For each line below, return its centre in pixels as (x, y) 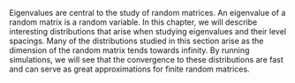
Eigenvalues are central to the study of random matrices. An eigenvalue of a (147, 13)
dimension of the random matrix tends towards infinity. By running (129, 50)
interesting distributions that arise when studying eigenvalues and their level (148, 31)
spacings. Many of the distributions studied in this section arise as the (136, 41)
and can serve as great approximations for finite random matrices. (129, 69)
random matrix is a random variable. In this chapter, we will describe (133, 22)
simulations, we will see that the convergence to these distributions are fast (147, 60)
